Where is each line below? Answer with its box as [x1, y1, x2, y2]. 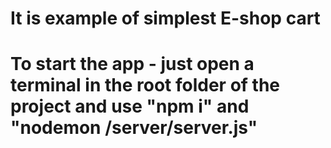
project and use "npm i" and [10, 95, 250, 118]
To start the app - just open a [10, 53, 255, 76]
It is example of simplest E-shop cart [10, 7, 321, 30]
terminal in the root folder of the [10, 74, 281, 97]
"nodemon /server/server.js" [10, 117, 258, 139]
